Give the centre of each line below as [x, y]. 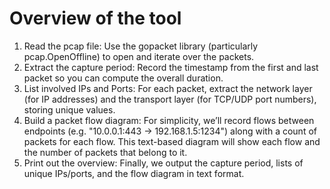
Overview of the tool [95, 18]
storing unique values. [69, 109]
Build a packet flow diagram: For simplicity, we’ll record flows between [169, 120]
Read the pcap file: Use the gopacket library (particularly [141, 46]
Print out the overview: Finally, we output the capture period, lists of [163, 163]
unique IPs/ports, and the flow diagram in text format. [134, 173]
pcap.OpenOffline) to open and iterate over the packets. [139, 56]
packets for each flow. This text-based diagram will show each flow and [172, 141]
